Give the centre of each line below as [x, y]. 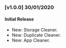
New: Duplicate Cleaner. [36, 35]
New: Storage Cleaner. [34, 30]
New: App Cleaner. [31, 40]
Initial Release [19, 19]
